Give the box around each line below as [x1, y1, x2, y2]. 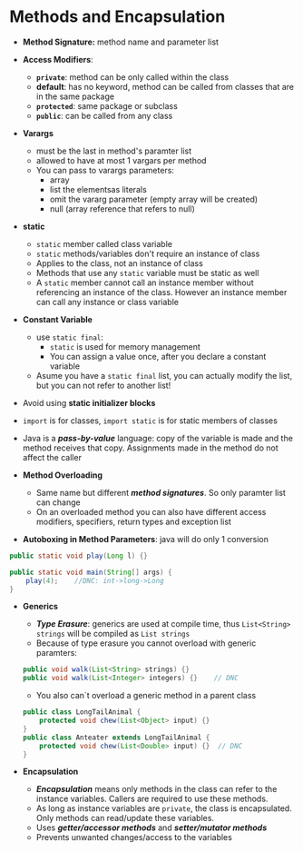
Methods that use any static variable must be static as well [35, 267, 259, 278]
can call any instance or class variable [35, 296, 180, 307]
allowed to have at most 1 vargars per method [35, 154, 207, 165]
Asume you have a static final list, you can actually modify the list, [35, 370, 293, 381]
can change [35, 497, 81, 508]
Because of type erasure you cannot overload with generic [35, 638, 257, 649]
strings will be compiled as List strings [35, 629, 191, 639]
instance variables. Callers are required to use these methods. [35, 793, 269, 805]
